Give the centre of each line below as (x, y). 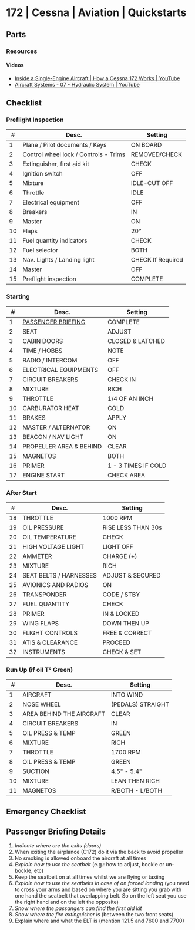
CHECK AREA (127, 475)
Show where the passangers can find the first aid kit (78, 908)
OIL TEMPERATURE (49, 537)
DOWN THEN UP (126, 623)
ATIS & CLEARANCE (50, 642)
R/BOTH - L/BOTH (137, 791)
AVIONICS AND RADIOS (56, 585)
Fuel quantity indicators (55, 240)
